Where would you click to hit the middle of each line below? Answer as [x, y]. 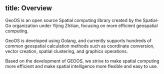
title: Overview [29, 8]
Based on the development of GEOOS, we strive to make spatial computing [82, 61]
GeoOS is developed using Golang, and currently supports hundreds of [78, 40]
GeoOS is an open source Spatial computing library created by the [73, 20]
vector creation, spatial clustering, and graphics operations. [67, 51]
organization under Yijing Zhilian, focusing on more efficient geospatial [85, 25]
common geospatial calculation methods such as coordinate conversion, [80, 46]
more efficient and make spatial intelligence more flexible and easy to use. [82, 66]
